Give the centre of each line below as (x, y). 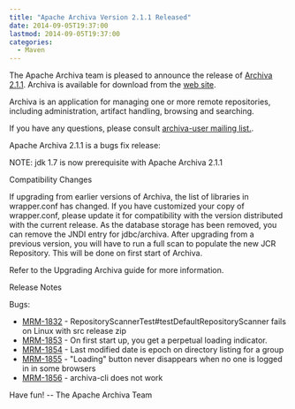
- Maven (31, 50)
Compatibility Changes (51, 180)
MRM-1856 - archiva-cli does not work (92, 378)
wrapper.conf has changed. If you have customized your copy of (127, 206)
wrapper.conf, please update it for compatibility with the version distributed (146, 216)
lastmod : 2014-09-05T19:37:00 (65, 34)
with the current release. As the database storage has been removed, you (143, 225)
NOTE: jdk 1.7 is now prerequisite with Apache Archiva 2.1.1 (116, 163)
